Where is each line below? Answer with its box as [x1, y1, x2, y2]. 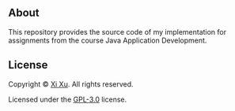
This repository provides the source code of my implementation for [8, 27, 227, 36]
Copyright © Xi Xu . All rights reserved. [8, 79, 134, 89]
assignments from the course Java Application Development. [8, 35, 207, 45]
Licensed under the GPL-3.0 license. [8, 94, 127, 104]
